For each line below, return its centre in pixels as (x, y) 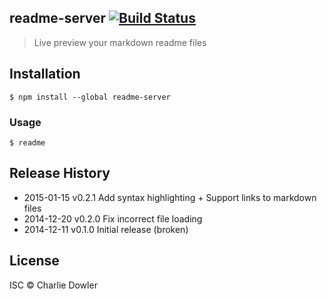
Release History (60, 173)
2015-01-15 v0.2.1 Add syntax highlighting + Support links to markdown (170, 197)
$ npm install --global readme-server (90, 97)
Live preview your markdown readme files (120, 42)
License (34, 261)
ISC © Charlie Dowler (53, 285)
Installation (45, 74)
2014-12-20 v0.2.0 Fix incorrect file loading (113, 218)
